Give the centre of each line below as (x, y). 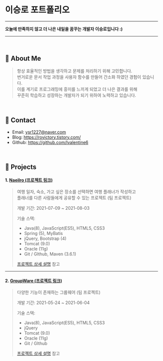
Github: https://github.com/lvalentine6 (50, 142)
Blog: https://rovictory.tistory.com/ (46, 137)
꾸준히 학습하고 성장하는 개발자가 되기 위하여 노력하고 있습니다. (77, 95)
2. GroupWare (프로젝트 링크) (33, 281)
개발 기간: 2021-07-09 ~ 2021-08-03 (53, 208)
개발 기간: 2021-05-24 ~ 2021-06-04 (53, 303)
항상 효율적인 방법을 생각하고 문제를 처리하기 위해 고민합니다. (74, 71)
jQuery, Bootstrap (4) (45, 238)
